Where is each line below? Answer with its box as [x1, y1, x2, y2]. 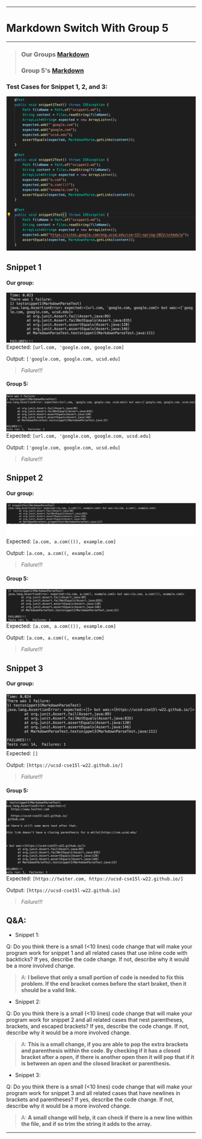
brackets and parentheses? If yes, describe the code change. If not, [6, 1096, 174, 1104]
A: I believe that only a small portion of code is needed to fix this [20, 974, 185, 981]
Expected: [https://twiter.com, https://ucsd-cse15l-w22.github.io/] [6, 874, 183, 882]
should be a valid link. [20, 987, 77, 994]
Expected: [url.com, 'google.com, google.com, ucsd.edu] [6, 432, 151, 439]
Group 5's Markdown [20, 66, 84, 75]
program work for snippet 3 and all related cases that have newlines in [6, 1090, 180, 1097]
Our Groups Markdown [20, 50, 90, 58]
